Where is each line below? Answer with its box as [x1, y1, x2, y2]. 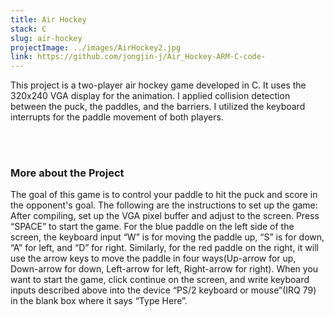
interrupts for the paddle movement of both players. [10, 111, 224, 123]
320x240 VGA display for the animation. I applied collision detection [10, 90, 291, 102]
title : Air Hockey [10, 14, 87, 25]
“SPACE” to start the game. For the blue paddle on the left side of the [10, 221, 295, 233]
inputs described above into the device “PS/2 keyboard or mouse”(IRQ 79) [10, 284, 317, 296]
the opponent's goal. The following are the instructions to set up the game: [10, 199, 318, 211]
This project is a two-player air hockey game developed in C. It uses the [10, 79, 307, 91]
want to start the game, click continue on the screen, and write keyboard [10, 274, 310, 286]
